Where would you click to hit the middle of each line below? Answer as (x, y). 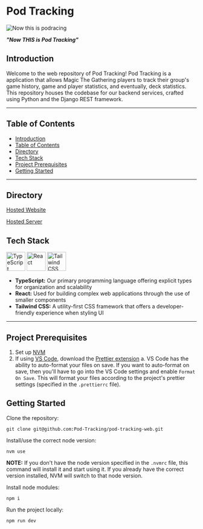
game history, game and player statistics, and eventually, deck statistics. (96, 86)
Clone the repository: (33, 418)
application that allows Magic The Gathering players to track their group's (98, 79)
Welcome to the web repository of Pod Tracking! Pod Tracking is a (89, 73)
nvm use (16, 451)
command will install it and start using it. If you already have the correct (95, 469)
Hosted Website (26, 210)
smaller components (40, 300)
